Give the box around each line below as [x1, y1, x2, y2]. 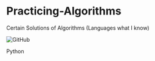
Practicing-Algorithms [6, 4, 122, 18]
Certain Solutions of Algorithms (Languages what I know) [6, 24, 150, 31]
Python [6, 47, 24, 55]
